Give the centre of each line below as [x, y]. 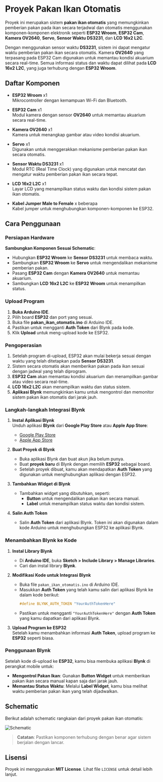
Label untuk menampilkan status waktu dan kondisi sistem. [86, 504]
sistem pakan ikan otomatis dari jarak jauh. [55, 397]
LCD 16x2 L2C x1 [29, 183]
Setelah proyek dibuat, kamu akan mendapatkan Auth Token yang [86, 469]
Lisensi [16, 757]
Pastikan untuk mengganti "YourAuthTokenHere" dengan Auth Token [87, 613]
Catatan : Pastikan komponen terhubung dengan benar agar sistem [84, 737]
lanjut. [11, 774]
